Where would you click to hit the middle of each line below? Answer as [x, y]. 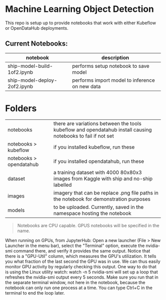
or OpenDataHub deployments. [37, 28]
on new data [86, 86]
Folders [21, 108]
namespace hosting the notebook [93, 213]
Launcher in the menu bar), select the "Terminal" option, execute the [75, 246]
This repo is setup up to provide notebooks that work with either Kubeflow [81, 23]
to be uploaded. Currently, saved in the [99, 207]
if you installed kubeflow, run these [94, 147]
